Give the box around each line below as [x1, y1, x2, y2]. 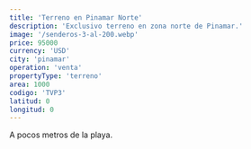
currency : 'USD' [9, 47, 70, 56]
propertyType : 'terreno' [9, 72, 103, 81]
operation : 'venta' [9, 64, 83, 73]
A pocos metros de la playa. [9, 129, 113, 140]
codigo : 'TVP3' [9, 88, 67, 97]
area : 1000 [9, 80, 50, 89]
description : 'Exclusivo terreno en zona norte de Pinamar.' [9, 22, 244, 31]
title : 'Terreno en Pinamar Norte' [9, 13, 143, 22]
